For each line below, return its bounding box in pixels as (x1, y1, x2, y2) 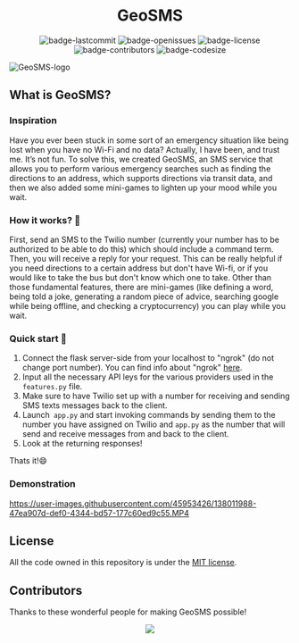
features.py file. (21, 381, 83, 392)
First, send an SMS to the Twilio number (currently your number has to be (9, 234, 279, 245)
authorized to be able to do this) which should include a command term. (9, 243, 274, 255)
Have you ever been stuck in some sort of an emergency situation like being (9, 135, 289, 146)
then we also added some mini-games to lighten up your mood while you (9, 182, 278, 193)
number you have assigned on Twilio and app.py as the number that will (21, 419, 286, 430)
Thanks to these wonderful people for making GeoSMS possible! (9, 606, 247, 617)
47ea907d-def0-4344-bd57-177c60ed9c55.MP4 (9, 507, 190, 518)
